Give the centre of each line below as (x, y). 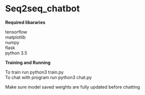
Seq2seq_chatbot (43, 9)
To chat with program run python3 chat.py (49, 77)
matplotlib (15, 37)
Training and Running (28, 62)
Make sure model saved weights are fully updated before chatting (73, 87)
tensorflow (16, 32)
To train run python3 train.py (34, 72)
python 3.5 (16, 53)
